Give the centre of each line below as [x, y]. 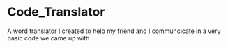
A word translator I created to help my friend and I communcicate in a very [114, 31]
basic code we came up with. [50, 38]
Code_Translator [56, 12]
